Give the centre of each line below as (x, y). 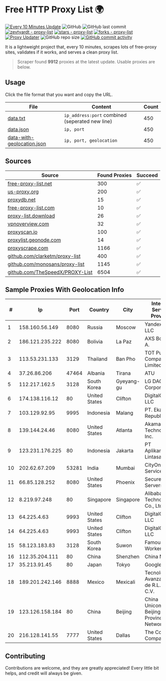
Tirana (123, 373)
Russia (95, 328)
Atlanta (124, 430)
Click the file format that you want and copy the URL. (59, 94)
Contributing (25, 656)
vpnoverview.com (28, 224)
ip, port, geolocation (91, 140)
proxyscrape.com (28, 248)
